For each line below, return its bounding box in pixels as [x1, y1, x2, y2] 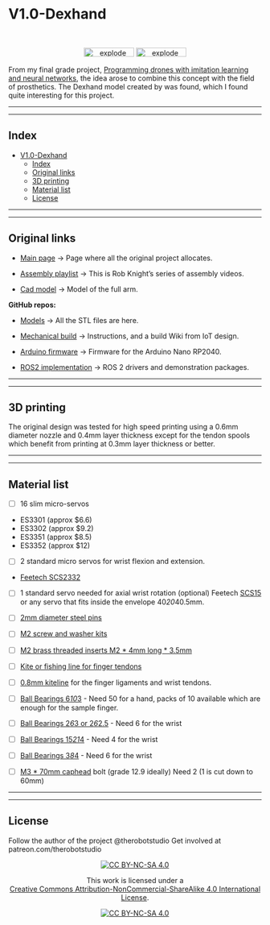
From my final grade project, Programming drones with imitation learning [8, 64, 249, 74]
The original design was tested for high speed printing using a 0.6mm [8, 422, 239, 432]
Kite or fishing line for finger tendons [19, 662, 142, 671]
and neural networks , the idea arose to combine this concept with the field [8, 73, 255, 83]
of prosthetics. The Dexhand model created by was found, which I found [8, 81, 248, 91]
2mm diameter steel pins [19, 613, 102, 623]
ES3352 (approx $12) [19, 541, 91, 550]
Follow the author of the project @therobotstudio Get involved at [8, 836, 222, 845]
